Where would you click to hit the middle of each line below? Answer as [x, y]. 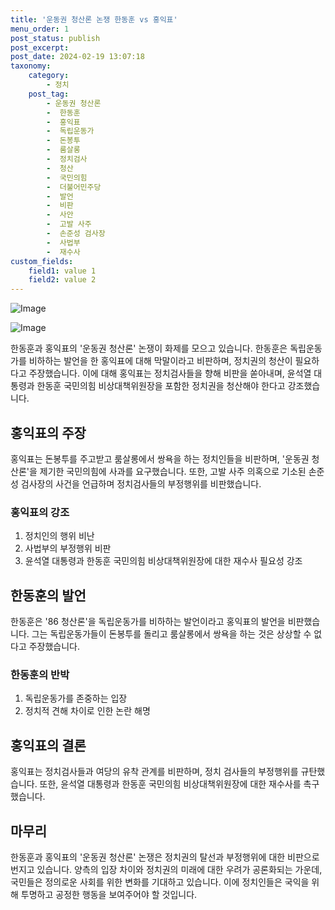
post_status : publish [55, 38]
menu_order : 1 [40, 29]
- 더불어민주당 [74, 187]
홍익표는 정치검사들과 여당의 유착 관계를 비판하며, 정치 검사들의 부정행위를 [154, 772]
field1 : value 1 [62, 271]
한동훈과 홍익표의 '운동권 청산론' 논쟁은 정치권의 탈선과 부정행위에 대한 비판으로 [165, 857]
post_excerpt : [40, 47]
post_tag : [49, 94]
